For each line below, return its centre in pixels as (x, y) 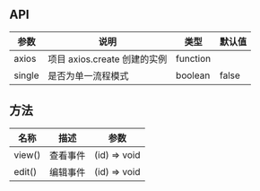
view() (27, 154)
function (194, 58)
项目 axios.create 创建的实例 (108, 59)
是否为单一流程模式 (88, 75)
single (26, 75)
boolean (193, 75)
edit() (26, 171)
